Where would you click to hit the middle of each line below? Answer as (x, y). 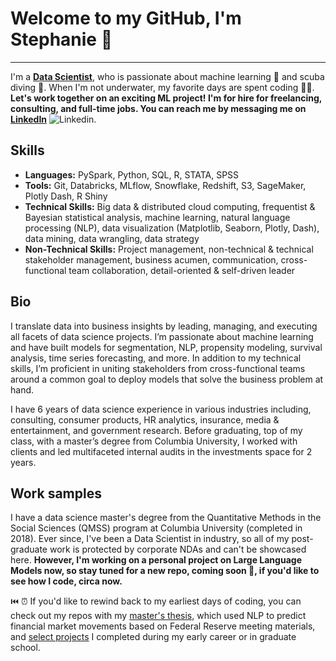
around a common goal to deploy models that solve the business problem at (167, 379)
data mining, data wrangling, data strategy (112, 238)
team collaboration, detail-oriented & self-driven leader (182, 270)
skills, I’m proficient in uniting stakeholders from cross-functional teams (158, 368)
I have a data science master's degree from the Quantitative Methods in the (166, 518)
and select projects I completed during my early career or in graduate (153, 637)
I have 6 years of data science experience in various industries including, (161, 409)
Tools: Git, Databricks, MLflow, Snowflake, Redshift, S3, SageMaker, (165, 185)
